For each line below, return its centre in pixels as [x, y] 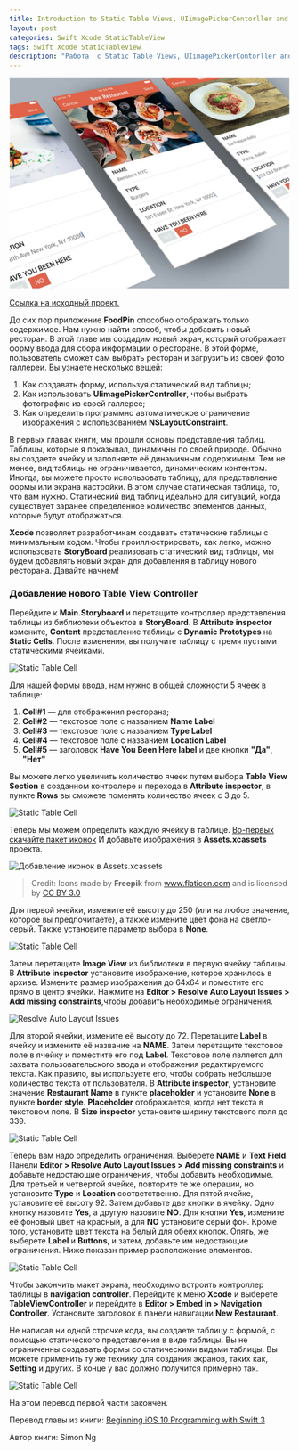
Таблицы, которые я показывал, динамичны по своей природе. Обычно [145, 449]
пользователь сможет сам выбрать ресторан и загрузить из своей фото [147, 357]
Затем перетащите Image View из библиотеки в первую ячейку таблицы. [148, 964]
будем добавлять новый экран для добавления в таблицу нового [133, 560]
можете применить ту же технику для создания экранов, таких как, [139, 1359]
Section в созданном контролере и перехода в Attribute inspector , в [140, 786]
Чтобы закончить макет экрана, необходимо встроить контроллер [137, 1285]
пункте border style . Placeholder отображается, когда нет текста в [137, 1102]
